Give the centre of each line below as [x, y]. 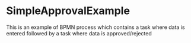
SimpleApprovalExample [68, 11]
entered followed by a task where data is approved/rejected [79, 33]
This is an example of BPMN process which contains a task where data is [95, 27]
